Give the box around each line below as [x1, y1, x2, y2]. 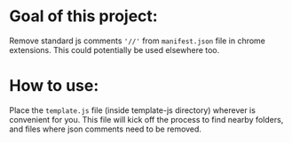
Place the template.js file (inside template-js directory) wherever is [9, 104, 256, 116]
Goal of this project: [9, 6, 158, 26]
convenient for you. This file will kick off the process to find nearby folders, [9, 114, 284, 124]
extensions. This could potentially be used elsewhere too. [9, 44, 220, 55]
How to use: [9, 76, 99, 96]
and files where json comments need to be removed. [9, 124, 202, 134]
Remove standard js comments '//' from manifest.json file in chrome [9, 35, 266, 46]
